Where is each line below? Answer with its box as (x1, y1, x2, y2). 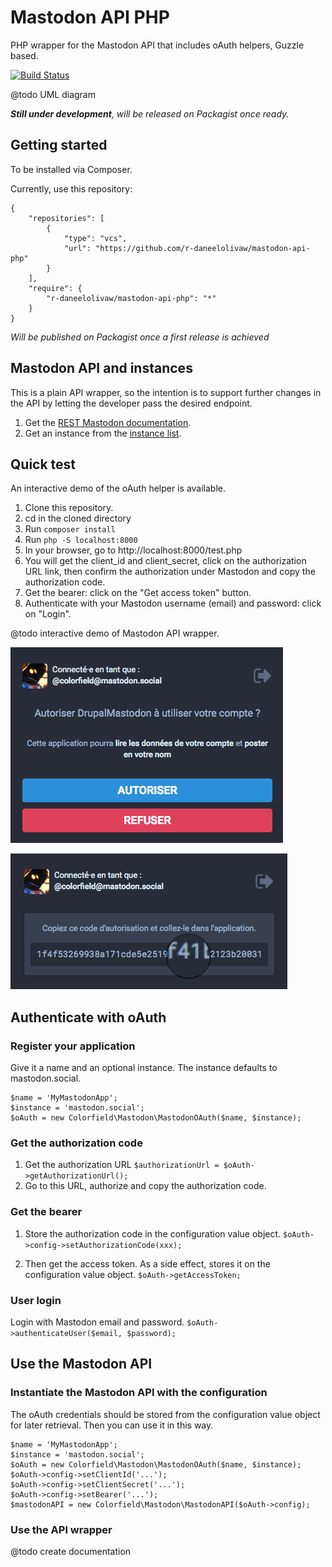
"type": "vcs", (63, 233, 128, 243)
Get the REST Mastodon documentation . (24, 416, 192, 428)
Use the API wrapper (10, 1522, 113, 1536)
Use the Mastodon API (10, 1356, 153, 1373)
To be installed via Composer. (10, 163, 133, 175)
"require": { (28, 283, 83, 293)
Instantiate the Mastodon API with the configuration (10, 1386, 268, 1400)
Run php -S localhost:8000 (24, 534, 138, 546)
